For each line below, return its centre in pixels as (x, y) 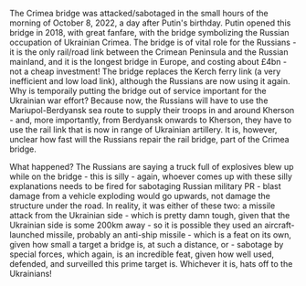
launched (27, 235)
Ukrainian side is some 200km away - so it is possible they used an (136, 225)
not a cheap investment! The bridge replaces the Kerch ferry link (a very (145, 71)
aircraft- (280, 225)
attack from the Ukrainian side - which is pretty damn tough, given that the (150, 215)
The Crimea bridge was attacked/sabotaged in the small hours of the (139, 13)
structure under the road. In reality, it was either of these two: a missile (142, 206)
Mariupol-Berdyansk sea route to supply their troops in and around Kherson (152, 110)
